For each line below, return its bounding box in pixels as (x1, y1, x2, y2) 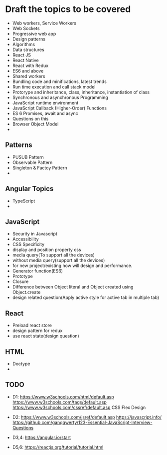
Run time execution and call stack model (12, 83, 96, 89)
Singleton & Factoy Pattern (12, 164, 67, 170)
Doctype (12, 361, 30, 366)
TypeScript (12, 197, 35, 203)
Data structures (12, 46, 45, 52)
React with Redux (12, 62, 49, 68)
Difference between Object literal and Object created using (12, 284, 134, 290)
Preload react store (12, 322, 52, 328)
